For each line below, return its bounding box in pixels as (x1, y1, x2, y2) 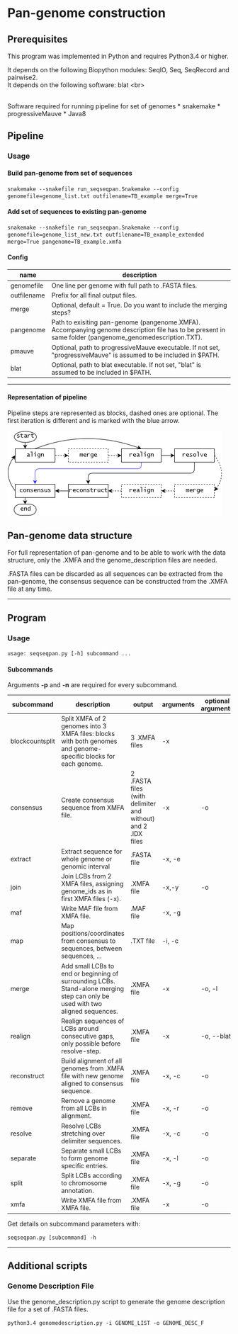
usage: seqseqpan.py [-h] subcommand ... (7, 650, 132, 657)
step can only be (61, 992, 110, 1000)
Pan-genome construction (7, 5, 166, 21)
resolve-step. (61, 1046, 101, 1055)
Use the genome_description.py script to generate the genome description (7, 1297, 225, 1306)
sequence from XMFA (61, 803, 125, 812)
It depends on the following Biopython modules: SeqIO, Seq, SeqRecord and (7, 66, 230, 74)
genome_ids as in (61, 887, 112, 895)
